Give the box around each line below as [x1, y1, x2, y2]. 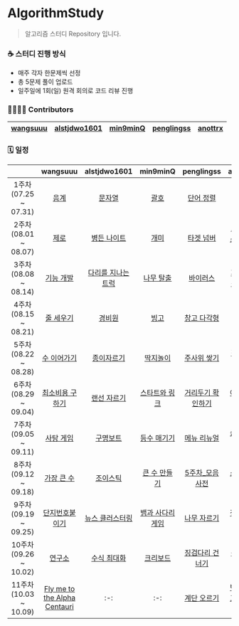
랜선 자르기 [91, 393, 127, 403]
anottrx [198, 123, 223, 133]
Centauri [45, 601, 75, 611]
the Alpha [43, 593, 76, 603]
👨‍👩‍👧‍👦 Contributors [7, 105, 74, 115]
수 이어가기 [41, 353, 77, 363]
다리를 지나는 [87, 267, 129, 277]
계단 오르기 [184, 593, 220, 603]
